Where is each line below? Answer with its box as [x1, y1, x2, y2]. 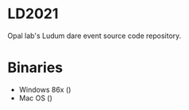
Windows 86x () [18, 85, 71, 94]
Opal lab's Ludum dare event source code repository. [7, 31, 182, 40]
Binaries [7, 59, 64, 77]
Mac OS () [18, 93, 53, 103]
